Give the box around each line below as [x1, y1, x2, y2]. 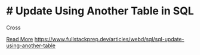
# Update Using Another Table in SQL [6, 4, 194, 18]
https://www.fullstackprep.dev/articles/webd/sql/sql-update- [34, 35, 184, 42]
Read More [6, 35, 33, 42]
